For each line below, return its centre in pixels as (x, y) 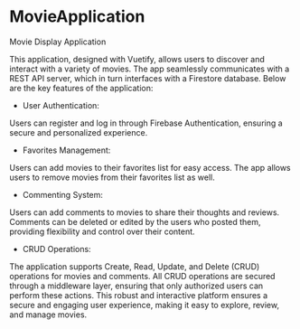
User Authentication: (61, 105)
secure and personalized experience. (79, 132)
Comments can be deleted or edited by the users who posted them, (135, 221)
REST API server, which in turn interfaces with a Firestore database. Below (148, 78)
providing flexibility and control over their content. (103, 231)
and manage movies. (48, 315)
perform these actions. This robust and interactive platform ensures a (139, 295)
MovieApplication (77, 17)
